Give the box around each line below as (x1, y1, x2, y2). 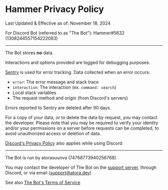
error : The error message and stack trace (12, 79, 99, 85)
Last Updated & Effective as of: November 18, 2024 (5, 20, 111, 26)
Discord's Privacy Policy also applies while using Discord (5, 140, 122, 146)
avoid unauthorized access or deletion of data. (5, 130, 101, 136)
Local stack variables (12, 89, 56, 96)
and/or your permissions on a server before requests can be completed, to (5, 125, 159, 131)
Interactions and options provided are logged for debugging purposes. (5, 59, 150, 65)
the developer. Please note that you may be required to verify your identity (5, 120, 158, 126)
